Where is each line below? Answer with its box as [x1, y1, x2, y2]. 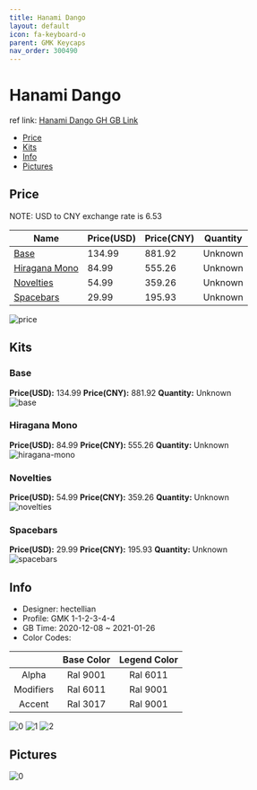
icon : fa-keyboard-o [9, 30, 87, 39]
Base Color [62, 654, 111, 666]
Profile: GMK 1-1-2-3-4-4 [21, 613, 116, 624]
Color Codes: [21, 632, 72, 643]
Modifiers [13, 683, 55, 696]
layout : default [9, 22, 70, 31]
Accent [18, 698, 49, 710]
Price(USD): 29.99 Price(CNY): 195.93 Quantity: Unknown [9, 544, 228, 555]
